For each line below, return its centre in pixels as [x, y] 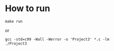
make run [14, 21]
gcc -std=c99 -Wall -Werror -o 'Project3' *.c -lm [57, 39]
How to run [28, 8]
